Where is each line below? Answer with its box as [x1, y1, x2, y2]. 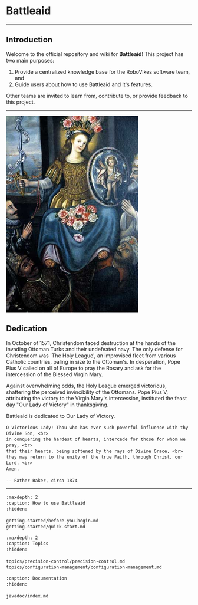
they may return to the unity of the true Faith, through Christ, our [6, 454, 183, 460]
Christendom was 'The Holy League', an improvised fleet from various [6, 352, 176, 359]
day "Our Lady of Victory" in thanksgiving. [6, 401, 109, 408]
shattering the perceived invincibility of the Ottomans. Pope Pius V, [6, 388, 169, 396]
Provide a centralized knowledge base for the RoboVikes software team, [14, 68, 190, 75]
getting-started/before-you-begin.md [6, 518, 99, 524]
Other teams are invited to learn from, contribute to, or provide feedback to [6, 92, 189, 99]
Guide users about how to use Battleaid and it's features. [14, 81, 153, 88]
